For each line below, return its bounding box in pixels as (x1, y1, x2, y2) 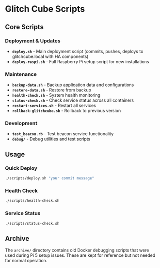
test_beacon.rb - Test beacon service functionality (12, 131, 114, 137)
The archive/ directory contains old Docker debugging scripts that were (5, 247, 149, 253)
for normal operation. (5, 258, 48, 264)
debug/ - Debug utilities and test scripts (12, 136, 91, 142)
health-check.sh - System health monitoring (12, 92, 101, 98)
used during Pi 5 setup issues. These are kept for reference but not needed (5, 252, 156, 258)
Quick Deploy (5, 164, 38, 171)
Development (5, 120, 38, 127)
